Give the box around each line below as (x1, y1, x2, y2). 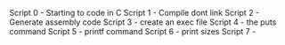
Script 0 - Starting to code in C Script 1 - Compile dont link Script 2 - (9, 8, 260, 18)
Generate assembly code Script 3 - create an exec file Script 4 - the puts (9, 17, 277, 27)
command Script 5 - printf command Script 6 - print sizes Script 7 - (9, 26, 256, 36)
